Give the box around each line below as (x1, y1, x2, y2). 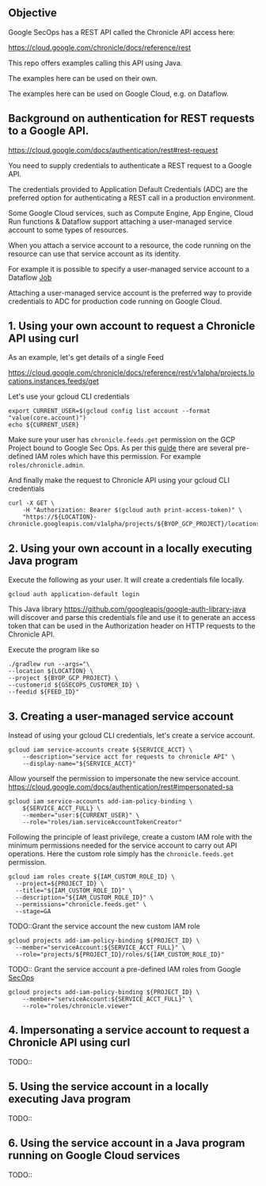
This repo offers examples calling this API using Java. (8, 58, 183, 67)
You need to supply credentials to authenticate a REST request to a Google (8, 160, 252, 170)
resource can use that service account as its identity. (8, 249, 181, 258)
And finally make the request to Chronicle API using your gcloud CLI (8, 476, 230, 485)
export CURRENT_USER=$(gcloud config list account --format (8, 407, 211, 415)
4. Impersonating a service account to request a (8, 1023, 250, 1037)
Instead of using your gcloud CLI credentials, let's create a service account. (8, 731, 256, 740)
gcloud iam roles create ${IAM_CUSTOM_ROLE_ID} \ (8, 873, 176, 881)
